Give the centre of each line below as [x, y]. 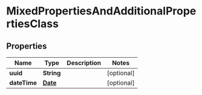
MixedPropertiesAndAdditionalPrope [101, 11]
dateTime [23, 83]
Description [84, 63]
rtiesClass [33, 24]
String [52, 73]
